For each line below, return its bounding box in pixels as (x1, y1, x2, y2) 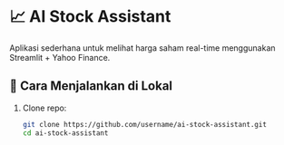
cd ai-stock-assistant (22, 128, 109, 138)
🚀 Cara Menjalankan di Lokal (9, 78, 173, 94)
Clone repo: (22, 102, 67, 113)
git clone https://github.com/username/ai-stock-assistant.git (22, 120, 268, 129)
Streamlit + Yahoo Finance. (9, 52, 111, 63)
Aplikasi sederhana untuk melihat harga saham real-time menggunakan (9, 42, 276, 53)
